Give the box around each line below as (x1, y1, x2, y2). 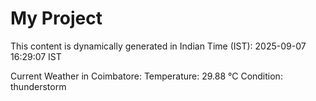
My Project (10, 7, 103, 30)
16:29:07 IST (10, 50, 62, 62)
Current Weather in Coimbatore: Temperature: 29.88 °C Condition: (10, 70, 283, 82)
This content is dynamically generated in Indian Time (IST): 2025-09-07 (10, 40, 307, 52)
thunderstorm (10, 80, 67, 92)
